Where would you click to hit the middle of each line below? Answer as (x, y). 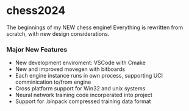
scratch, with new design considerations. (58, 33)
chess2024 (36, 11)
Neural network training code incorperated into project (84, 95)
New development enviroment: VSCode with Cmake (80, 63)
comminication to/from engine (53, 82)
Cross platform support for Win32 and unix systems (80, 89)
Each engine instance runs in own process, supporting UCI (89, 76)
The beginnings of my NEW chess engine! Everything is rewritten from (95, 27)
